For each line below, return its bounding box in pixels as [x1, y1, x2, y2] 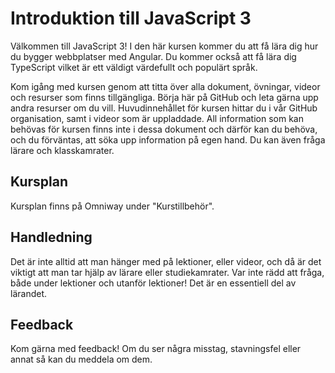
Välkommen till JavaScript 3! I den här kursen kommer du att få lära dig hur [10, 40, 319, 52]
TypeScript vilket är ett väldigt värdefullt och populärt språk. [10, 61, 258, 73]
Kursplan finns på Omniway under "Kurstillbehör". [10, 200, 215, 212]
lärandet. [10, 287, 48, 299]
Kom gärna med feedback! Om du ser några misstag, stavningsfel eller [10, 343, 302, 355]
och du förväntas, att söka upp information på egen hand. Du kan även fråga [10, 133, 326, 146]
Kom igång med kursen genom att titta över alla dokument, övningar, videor [10, 80, 321, 92]
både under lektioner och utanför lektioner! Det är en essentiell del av [10, 277, 297, 289]
